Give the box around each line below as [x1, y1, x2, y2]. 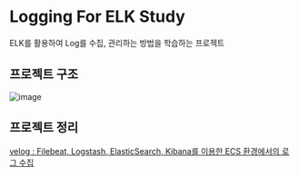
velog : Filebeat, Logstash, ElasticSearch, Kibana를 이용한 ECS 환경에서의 [9, 145, 280, 156]
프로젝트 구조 [9, 66, 79, 83]
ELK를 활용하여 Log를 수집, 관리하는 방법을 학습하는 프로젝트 [9, 37, 225, 48]
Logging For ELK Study [9, 6, 185, 27]
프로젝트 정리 [9, 120, 79, 135]
